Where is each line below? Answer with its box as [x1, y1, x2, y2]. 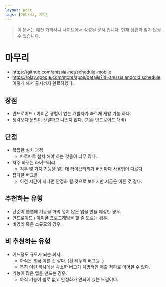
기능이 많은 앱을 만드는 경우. [12, 270, 67, 276]
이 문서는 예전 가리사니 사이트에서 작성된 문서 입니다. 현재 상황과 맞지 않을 [17, 26, 161, 33]
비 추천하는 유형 [5, 237, 51, 246]
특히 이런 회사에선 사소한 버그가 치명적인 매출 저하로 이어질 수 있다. [19, 264, 151, 270]
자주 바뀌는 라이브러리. [12, 160, 57, 166]
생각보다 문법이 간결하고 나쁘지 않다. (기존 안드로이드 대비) [12, 117, 126, 123]
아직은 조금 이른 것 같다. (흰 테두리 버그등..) [19, 257, 104, 263]
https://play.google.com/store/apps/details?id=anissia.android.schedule [12, 74, 161, 80]
